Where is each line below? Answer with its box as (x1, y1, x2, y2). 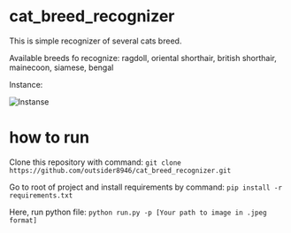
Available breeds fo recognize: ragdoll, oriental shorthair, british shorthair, (9, 52, 277, 63)
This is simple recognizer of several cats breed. (9, 35, 182, 46)
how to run (9, 128, 90, 148)
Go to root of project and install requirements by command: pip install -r (9, 182, 283, 192)
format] (9, 215, 38, 225)
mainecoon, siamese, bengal (9, 62, 114, 73)
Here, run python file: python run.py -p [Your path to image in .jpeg (9, 206, 267, 217)
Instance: (9, 79, 43, 89)
